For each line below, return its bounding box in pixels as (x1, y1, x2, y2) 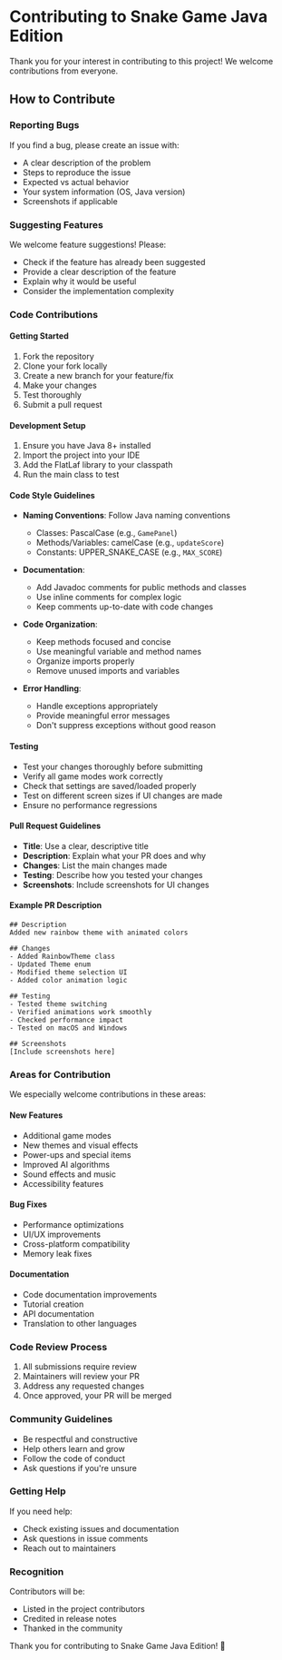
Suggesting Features (9, 218, 104, 231)
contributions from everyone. (9, 65, 119, 76)
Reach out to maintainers (22, 1542, 116, 1554)
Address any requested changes (22, 1380, 145, 1391)
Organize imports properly (35, 656, 135, 667)
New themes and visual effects (22, 1140, 139, 1151)
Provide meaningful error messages (35, 710, 170, 721)
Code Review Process (9, 1340, 108, 1353)
